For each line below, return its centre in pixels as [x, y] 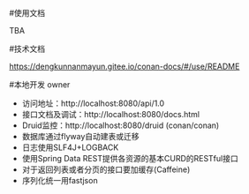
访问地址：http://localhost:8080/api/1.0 [93, 103]
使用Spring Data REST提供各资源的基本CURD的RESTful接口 [130, 158]
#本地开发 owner [40, 85]
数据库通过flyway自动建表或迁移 [80, 136]
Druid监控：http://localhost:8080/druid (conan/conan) [121, 125]
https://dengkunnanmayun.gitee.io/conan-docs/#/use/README [124, 66]
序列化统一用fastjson [60, 180]
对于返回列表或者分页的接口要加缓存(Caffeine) [106, 169]
